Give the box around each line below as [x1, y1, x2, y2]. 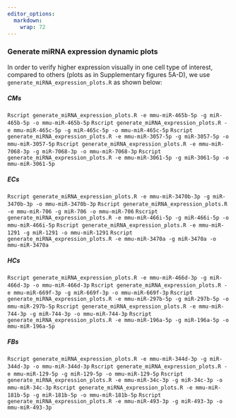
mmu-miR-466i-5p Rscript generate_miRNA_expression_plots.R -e [7, 222, 196, 229]
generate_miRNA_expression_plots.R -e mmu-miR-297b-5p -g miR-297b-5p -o [7, 295, 230, 302]
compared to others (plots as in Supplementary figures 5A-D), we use [7, 70, 211, 78]
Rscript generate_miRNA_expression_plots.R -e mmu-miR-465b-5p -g [7, 112, 207, 119]
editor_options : [7, 10, 55, 18]
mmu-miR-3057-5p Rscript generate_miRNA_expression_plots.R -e [7, 141, 196, 148]
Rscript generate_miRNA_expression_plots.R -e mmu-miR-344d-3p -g [7, 355, 207, 362]
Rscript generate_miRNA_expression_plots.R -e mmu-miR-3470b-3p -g [7, 193, 211, 200]
